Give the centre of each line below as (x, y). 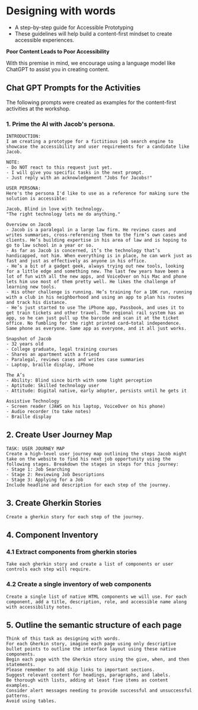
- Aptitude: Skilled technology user (53, 386)
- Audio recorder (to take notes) (49, 412)
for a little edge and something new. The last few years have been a (95, 271)
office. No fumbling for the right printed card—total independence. (94, 324)
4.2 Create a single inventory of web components (79, 584)
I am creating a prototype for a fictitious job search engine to (90, 142)
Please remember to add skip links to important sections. (81, 670)
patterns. (18, 696)
